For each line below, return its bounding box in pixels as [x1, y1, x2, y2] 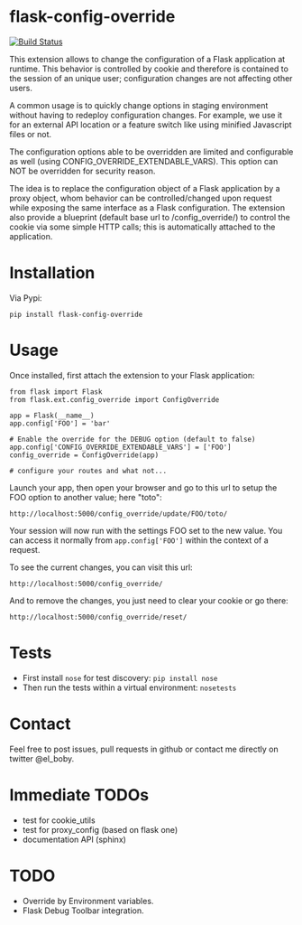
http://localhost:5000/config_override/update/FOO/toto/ [9, 509, 228, 519]
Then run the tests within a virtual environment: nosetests [22, 682, 237, 693]
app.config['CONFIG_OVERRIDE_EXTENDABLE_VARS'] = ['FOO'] [9, 443, 232, 452]
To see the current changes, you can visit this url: [9, 562, 193, 573]
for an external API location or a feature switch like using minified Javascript [9, 119, 292, 130]
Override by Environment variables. [22, 895, 154, 906]
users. [9, 82, 33, 93]
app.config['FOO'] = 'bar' [9, 418, 111, 428]
